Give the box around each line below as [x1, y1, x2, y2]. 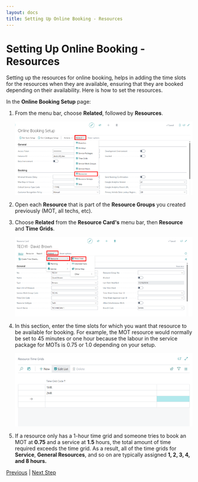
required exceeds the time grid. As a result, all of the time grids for [14, 445, 177, 452]
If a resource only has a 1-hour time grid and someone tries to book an [14, 432, 186, 439]
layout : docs [6, 9, 38, 15]
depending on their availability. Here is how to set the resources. [6, 86, 163, 94]
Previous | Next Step [6, 469, 56, 476]
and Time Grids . [14, 225, 55, 232]
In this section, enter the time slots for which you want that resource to [14, 322, 187, 329]
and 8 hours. [14, 458, 47, 465]
